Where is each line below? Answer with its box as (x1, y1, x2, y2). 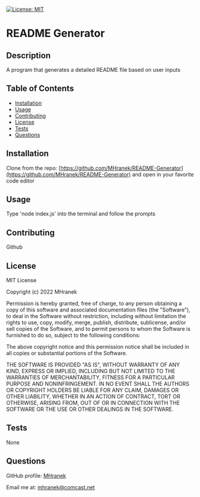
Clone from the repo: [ (6, 164, 61, 172)
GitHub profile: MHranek (6, 472, 67, 479)
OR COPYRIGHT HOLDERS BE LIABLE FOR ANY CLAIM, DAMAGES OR (6, 386, 179, 394)
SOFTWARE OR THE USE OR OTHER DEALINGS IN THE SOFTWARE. (6, 405, 174, 413)
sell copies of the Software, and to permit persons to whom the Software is (6, 325, 191, 333)
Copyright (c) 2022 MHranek (6, 288, 78, 295)
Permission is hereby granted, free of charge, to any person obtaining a (6, 300, 182, 307)
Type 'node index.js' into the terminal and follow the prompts (6, 210, 156, 218)
